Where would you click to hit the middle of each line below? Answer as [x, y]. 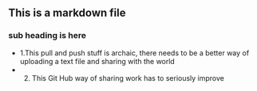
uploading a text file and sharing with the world [97, 61]
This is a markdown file [67, 13]
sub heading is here [47, 36]
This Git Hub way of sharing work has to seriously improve [128, 78]
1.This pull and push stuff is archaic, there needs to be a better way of [134, 53]
